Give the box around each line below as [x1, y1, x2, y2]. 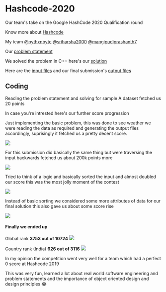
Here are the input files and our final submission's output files [5, 68, 132, 74]
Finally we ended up [5, 224, 48, 230]
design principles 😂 [5, 281, 47, 287]
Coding [5, 82, 28, 91]
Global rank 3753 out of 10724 [5, 235, 68, 241]
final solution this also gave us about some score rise [5, 203, 114, 209]
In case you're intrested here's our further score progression [5, 110, 129, 116]
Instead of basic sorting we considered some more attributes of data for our [5, 197, 161, 204]
